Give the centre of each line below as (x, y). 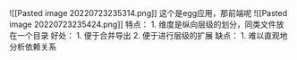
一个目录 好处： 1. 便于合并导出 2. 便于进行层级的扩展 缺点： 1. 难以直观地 (152, 35)
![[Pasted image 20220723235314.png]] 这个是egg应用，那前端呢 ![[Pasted (148, 13)
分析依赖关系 (33, 47)
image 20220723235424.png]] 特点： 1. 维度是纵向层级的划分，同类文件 (143, 24)
